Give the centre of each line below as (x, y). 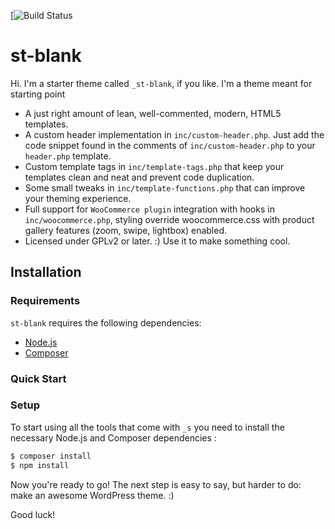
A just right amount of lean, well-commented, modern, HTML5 (153, 113)
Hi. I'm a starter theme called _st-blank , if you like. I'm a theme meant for (161, 83)
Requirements (45, 301)
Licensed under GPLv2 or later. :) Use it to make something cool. (157, 241)
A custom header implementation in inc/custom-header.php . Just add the (174, 134)
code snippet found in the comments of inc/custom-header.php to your (170, 145)
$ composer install (51, 456)
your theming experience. (78, 198)
